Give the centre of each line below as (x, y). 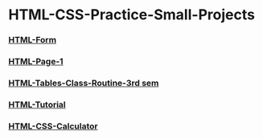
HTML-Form (33, 40)
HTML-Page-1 (36, 62)
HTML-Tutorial (37, 104)
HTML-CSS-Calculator (53, 126)
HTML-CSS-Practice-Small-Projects (132, 15)
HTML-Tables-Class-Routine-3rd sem (84, 83)
